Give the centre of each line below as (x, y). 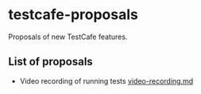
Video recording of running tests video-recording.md (106, 80)
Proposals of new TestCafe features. (68, 37)
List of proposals (50, 62)
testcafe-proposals (73, 15)
